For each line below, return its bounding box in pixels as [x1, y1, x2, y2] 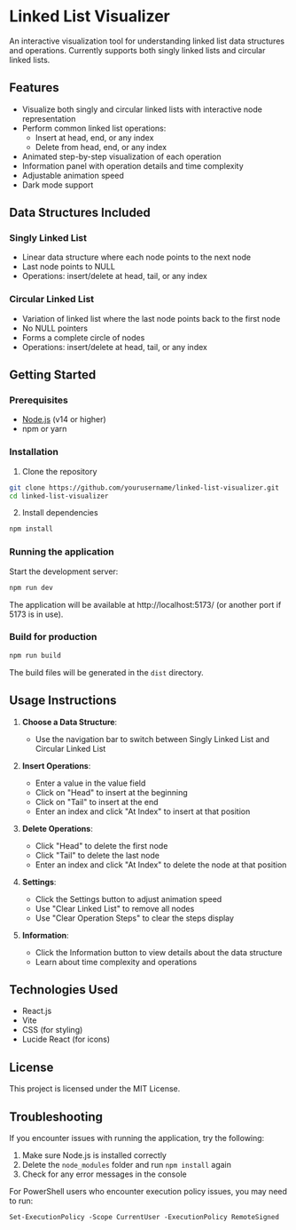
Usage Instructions [9, 693, 117, 708]
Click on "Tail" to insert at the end [35, 796, 159, 807]
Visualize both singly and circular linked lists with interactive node [21, 104, 263, 115]
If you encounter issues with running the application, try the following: [9, 1132, 265, 1143]
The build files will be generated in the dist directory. [9, 667, 204, 677]
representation [21, 113, 76, 124]
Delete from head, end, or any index [35, 141, 167, 152]
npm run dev [9, 583, 53, 592]
